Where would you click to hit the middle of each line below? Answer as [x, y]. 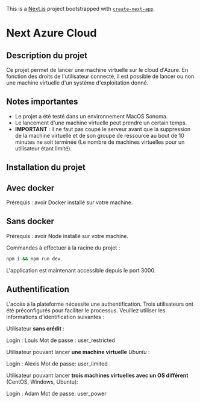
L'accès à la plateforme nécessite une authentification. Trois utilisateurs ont [100, 304]
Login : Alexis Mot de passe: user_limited [57, 363]
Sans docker [30, 221]
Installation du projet [46, 168]
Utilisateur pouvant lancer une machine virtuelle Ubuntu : [78, 352]
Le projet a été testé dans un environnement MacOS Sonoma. [91, 116]
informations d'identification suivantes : [55, 317]
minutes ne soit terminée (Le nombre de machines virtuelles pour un [100, 142]
